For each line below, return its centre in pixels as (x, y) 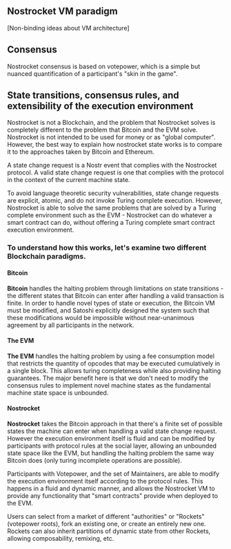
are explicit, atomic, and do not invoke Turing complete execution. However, (115, 201)
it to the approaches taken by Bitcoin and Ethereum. (81, 152)
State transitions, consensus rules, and (93, 96)
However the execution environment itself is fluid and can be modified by (111, 438)
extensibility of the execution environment (100, 106)
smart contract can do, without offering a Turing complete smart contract (111, 223)
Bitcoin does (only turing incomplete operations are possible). (95, 460)
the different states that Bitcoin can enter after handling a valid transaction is (116, 295)
